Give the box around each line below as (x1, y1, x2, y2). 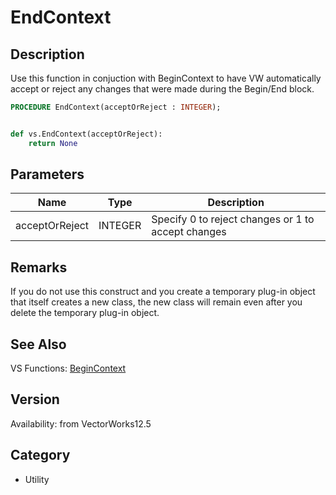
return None (28, 138, 78, 148)
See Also (10, 336, 67, 353)
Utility (24, 473, 50, 485)
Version (10, 391, 60, 408)
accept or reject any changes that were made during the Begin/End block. (10, 83, 315, 95)
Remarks (10, 259, 68, 276)
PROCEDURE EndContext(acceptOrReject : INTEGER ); (10, 102, 222, 112)
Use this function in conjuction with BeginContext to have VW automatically (10, 72, 322, 84)
